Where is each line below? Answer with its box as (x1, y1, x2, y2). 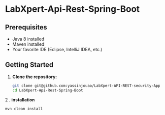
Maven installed (12, 41, 45, 47)
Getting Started (5, 60, 54, 69)
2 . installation (5, 97, 35, 103)
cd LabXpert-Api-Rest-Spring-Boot (12, 87, 83, 93)
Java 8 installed (12, 36, 44, 42)
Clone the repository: (12, 74, 57, 80)
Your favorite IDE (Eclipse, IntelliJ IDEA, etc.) (12, 47, 102, 52)
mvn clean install (5, 106, 43, 111)
